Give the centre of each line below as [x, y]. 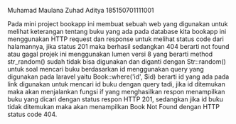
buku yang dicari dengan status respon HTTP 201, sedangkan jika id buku [116, 99]
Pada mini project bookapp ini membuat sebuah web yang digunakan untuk [118, 24]
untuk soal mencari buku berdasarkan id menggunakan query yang [106, 69]
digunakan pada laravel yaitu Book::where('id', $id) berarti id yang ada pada [118, 77]
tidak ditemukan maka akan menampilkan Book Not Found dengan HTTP [114, 107]
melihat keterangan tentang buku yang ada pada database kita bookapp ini [117, 32]
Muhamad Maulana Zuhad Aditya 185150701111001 [81, 10]
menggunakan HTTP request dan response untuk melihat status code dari [116, 39]
